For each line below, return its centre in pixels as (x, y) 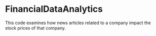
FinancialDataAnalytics (54, 9)
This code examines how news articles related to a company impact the (78, 23)
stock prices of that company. (36, 28)
